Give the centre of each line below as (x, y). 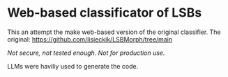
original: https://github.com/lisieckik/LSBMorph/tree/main (90, 39)
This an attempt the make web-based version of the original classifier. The (114, 32)
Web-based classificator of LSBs (105, 13)
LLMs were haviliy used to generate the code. (73, 66)
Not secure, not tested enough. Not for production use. (86, 53)
